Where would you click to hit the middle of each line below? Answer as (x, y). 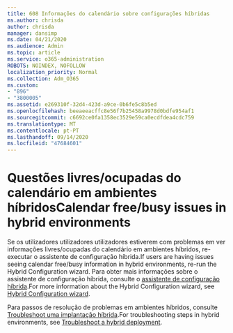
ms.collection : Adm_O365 (43, 79)
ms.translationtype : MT (42, 124)
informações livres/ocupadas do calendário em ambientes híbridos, (104, 249)
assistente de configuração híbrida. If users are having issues (127, 257)
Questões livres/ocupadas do (94, 178)
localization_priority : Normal (53, 72)
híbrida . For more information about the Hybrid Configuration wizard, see (111, 286)
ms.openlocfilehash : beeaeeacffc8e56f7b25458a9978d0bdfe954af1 (101, 111)
